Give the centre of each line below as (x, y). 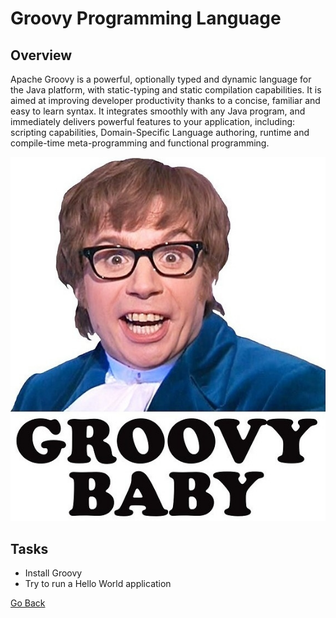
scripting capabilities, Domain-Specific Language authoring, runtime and (160, 132)
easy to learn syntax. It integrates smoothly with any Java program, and (158, 111)
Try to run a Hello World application (98, 584)
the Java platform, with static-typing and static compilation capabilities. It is (166, 90)
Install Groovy (53, 573)
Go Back (28, 603)
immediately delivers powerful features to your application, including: (153, 121)
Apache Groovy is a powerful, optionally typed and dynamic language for (161, 79)
